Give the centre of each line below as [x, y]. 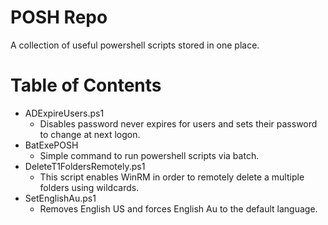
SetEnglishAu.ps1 [60, 198]
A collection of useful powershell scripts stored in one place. [135, 45]
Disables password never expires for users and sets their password [178, 123]
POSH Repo [59, 17]
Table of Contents [86, 85]
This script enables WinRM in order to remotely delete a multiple [172, 177]
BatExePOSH [51, 145]
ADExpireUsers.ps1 [64, 113]
